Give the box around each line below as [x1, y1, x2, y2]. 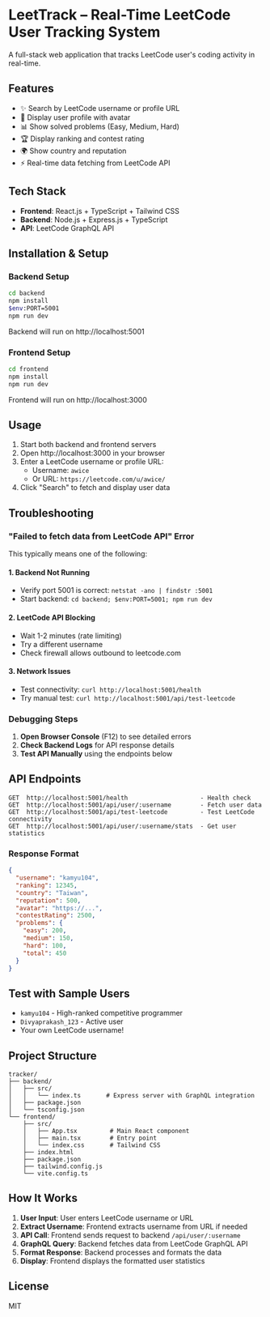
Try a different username [19, 639, 103, 649]
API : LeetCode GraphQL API [19, 223, 115, 232]
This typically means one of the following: [8, 549, 148, 559]
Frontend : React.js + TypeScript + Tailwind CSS [19, 206, 180, 215]
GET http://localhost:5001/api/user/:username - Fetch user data [8, 800, 263, 809]
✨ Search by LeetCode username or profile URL [19, 103, 180, 113]
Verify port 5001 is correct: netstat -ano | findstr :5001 [19, 586, 213, 595]
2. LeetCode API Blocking [8, 612, 95, 622]
